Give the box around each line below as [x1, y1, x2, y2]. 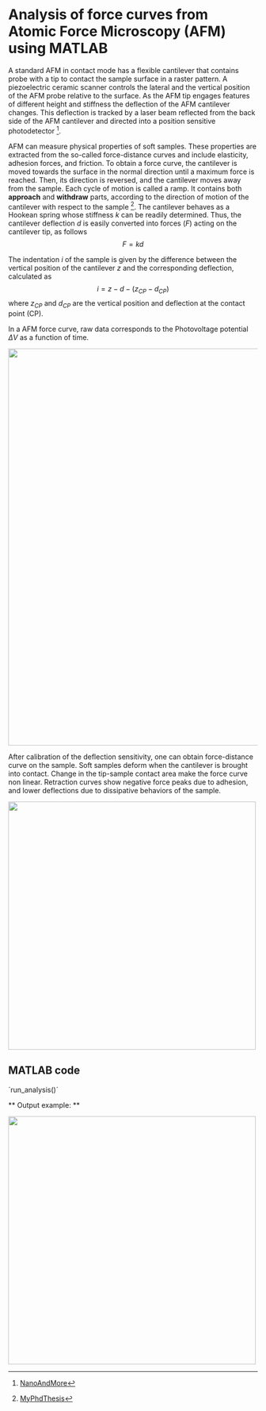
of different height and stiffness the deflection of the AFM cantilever [8, 99, 230, 109]
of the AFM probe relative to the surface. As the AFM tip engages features [8, 91, 250, 100]
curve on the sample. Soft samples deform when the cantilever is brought [8, 760, 248, 769]
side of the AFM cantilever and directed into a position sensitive [8, 116, 216, 125]
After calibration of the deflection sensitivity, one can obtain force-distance [8, 752, 253, 761]
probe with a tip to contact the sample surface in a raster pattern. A [8, 74, 228, 83]
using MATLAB [8, 40, 108, 57]
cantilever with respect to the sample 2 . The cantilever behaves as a [8, 200, 230, 211]
